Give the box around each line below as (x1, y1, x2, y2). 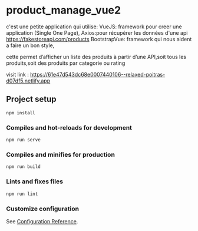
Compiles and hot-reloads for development (6, 123, 133, 131)
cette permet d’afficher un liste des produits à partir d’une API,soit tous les (6, 53, 187, 60)
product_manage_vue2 (6, 4, 121, 17)
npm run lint (6, 191, 38, 197)
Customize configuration (6, 204, 80, 213)
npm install (6, 110, 35, 115)
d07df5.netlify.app (6, 77, 51, 84)
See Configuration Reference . (6, 217, 78, 225)
